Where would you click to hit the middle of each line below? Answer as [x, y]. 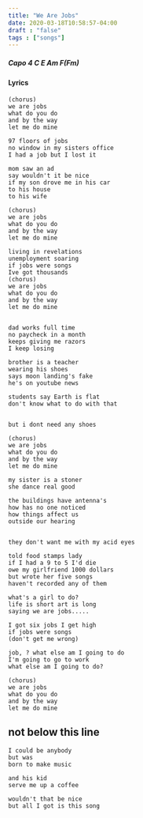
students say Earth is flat [54, 397]
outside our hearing [42, 521]
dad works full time [42, 328]
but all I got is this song [54, 806]
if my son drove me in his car [59, 183]
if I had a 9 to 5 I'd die [52, 563]
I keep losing [31, 349]
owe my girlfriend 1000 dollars [61, 570]
